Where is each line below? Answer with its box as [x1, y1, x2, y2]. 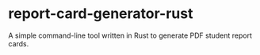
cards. [8, 38, 29, 48]
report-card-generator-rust [8, 5, 193, 23]
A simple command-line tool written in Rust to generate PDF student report [8, 31, 252, 40]
